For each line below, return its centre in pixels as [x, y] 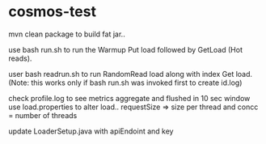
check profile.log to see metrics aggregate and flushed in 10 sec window [129, 98]
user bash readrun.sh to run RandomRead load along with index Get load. [131, 74]
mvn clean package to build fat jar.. [67, 34]
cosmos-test [53, 12]
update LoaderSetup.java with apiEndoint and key [91, 131]
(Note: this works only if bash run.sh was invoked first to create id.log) [125, 83]
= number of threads [43, 115]
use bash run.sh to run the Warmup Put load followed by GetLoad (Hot [125, 49]
